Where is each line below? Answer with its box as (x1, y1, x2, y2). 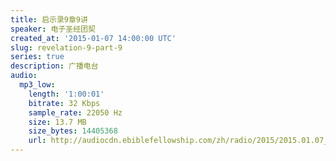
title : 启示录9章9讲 (10, 14, 88, 25)
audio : (10, 71, 38, 81)
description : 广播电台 (10, 61, 99, 71)
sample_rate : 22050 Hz (28, 107, 123, 118)
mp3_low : (19, 80, 56, 90)
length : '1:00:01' (28, 89, 105, 99)
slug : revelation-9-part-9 (10, 42, 123, 53)
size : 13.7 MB (28, 117, 87, 127)
